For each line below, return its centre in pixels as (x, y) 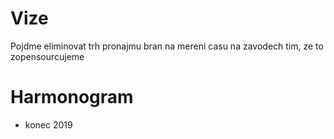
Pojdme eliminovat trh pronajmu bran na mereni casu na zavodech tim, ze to (167, 46)
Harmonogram (72, 97)
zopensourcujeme (47, 56)
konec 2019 (48, 124)
